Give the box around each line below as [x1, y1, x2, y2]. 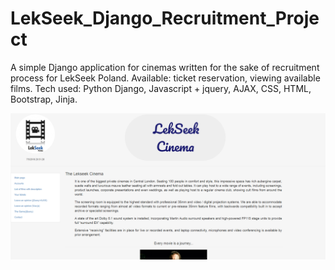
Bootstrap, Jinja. [10, 93, 78, 105]
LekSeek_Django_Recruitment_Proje [10, 7, 320, 30]
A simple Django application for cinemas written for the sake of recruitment [10, 61, 320, 73]
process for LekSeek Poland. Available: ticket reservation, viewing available [10, 72, 321, 84]
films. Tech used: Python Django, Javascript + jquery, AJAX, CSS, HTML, [10, 82, 312, 94]
